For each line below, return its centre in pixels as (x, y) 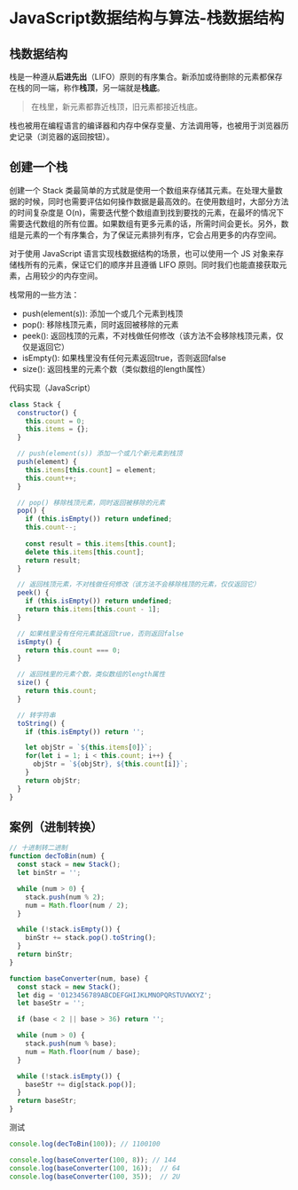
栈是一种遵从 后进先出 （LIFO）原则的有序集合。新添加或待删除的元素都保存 (146, 77)
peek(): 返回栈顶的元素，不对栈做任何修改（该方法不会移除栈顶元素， (149, 335)
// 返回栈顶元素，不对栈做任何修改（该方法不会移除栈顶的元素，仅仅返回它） (138, 585)
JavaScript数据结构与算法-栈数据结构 (147, 18)
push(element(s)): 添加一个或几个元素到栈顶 (102, 313)
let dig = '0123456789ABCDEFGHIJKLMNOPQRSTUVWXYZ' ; (115, 995)
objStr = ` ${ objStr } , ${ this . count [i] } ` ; (110, 764)
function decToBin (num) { (57, 856)
